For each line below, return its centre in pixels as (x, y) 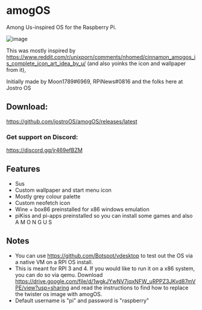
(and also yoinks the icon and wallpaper (137, 63)
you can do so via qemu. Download (59, 274)
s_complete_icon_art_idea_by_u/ (46, 63)
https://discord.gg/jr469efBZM (45, 150)
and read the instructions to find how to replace (129, 288)
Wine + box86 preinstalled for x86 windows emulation (82, 209)
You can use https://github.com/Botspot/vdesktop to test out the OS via (104, 255)
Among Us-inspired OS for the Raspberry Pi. (61, 27)
